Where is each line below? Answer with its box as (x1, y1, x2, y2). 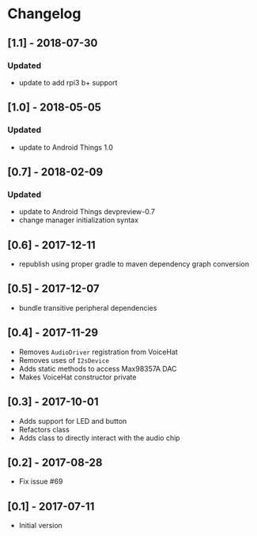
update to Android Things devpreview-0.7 (18, 207, 156, 217)
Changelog (7, 5, 81, 23)
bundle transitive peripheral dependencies (18, 303, 157, 312)
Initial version (18, 521, 62, 530)
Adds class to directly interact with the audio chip (18, 432, 180, 443)
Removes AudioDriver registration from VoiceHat (18, 347, 179, 357)
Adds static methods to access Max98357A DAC (18, 364, 177, 373)
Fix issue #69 (18, 477, 63, 486)
